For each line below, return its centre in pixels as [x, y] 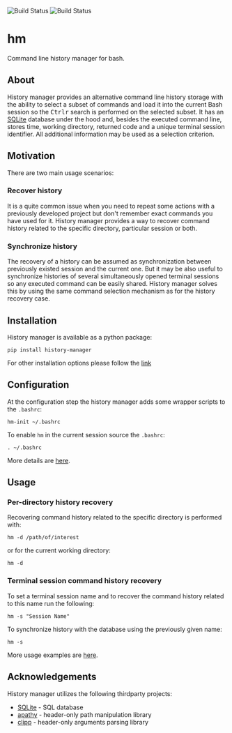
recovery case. [29, 299]
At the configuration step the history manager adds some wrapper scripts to [116, 402]
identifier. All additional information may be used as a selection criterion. [111, 134]
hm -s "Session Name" [39, 616]
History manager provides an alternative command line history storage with [115, 97]
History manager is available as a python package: [79, 337]
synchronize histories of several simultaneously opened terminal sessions [113, 276]
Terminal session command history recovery [85, 581]
